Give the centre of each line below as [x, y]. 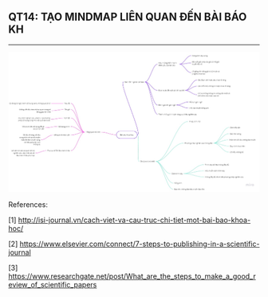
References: [28, 205]
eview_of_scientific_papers [53, 285]
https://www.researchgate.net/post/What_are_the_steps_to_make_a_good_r [132, 276]
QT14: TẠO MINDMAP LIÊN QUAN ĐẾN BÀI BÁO [128, 17]
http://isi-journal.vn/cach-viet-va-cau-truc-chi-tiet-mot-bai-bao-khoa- [134, 220]
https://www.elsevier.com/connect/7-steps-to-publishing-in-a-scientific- [140, 244]
